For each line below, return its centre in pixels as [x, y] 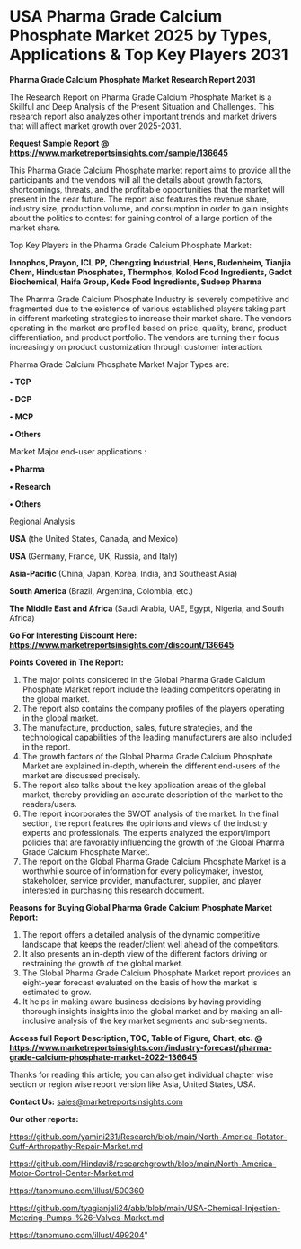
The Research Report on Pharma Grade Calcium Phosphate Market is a [141, 97]
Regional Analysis [42, 521]
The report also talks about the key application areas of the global [144, 785]
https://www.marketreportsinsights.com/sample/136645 [119, 153]
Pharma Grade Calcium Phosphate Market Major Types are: [120, 364]
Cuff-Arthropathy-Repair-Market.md [76, 1146]
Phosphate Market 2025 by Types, [141, 36]
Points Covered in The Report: [66, 662]
